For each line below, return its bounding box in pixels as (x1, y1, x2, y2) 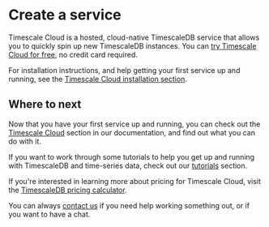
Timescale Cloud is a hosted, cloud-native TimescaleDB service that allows (8, 32, 260, 42)
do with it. (8, 136, 42, 146)
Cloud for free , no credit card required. (8, 49, 138, 59)
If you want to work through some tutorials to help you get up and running (8, 152, 255, 161)
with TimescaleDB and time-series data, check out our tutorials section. (8, 161, 248, 170)
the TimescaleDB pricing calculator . (8, 185, 127, 195)
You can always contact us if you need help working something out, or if (8, 200, 250, 210)
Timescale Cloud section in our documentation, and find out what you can (8, 127, 255, 137)
